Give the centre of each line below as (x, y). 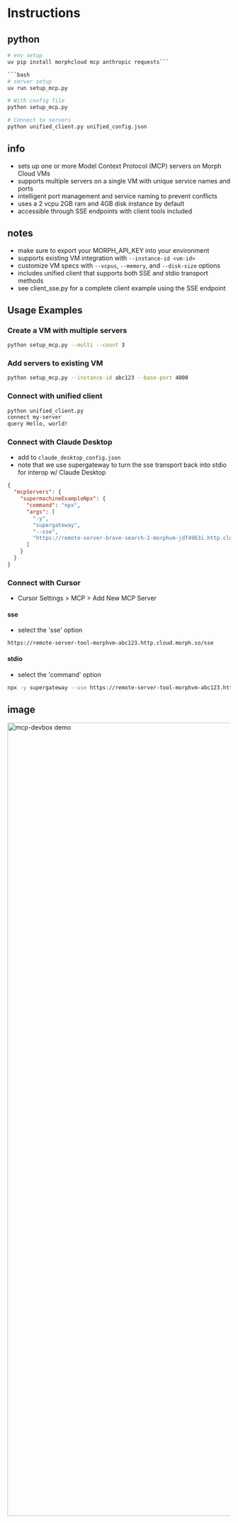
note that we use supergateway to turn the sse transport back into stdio (122, 465)
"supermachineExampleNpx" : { (63, 499)
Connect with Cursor (44, 582)
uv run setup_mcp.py (38, 88)
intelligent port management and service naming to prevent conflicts (117, 196)
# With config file (36, 101)
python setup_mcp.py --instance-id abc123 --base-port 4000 (98, 378)
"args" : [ (40, 511)
